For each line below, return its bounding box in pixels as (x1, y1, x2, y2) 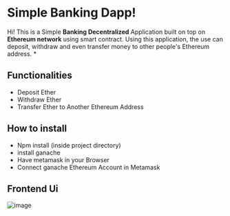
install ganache (17, 148, 61, 157)
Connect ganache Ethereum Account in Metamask (17, 163, 160, 171)
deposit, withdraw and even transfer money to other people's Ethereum (7, 42, 210, 50)
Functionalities (7, 70, 72, 81)
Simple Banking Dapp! (7, 5, 136, 21)
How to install (7, 123, 67, 135)
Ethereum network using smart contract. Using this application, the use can (7, 35, 224, 43)
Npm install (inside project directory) (17, 141, 122, 149)
